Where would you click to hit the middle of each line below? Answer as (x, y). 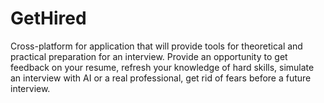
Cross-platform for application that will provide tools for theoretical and (156, 46)
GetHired (48, 18)
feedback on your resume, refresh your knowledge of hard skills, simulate (162, 67)
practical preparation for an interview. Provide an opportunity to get (149, 56)
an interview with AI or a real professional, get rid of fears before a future (161, 78)
